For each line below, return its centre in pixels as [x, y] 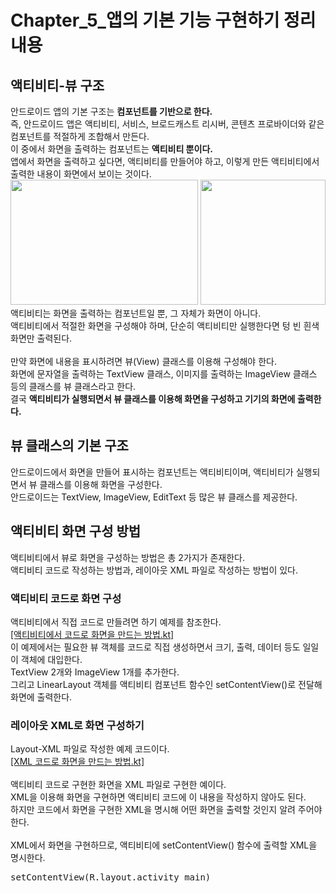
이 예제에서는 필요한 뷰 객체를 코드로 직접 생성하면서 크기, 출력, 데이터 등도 [155, 647]
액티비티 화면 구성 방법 [76, 531]
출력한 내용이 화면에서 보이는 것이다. [81, 174]
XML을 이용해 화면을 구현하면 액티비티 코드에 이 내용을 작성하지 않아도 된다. [158, 797]
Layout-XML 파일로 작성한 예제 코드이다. [90, 749]
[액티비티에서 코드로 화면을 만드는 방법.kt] [92, 634]
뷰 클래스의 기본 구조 [69, 446]
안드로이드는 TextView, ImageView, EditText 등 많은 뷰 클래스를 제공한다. [154, 497]
